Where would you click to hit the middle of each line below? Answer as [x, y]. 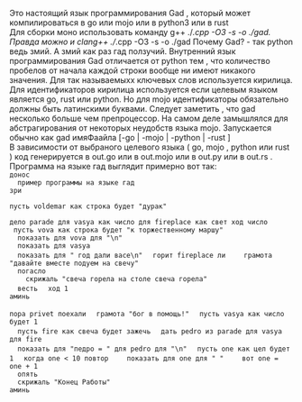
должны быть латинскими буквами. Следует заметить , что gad [133, 109]
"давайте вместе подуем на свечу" [74, 263]
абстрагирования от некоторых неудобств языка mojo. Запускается [141, 128]
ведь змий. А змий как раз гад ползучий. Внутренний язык [123, 51]
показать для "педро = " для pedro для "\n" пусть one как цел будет [154, 349]
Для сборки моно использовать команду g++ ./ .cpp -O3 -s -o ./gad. [140, 32]
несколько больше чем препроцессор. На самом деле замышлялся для [149, 118]
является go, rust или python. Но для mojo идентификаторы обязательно [149, 99]
